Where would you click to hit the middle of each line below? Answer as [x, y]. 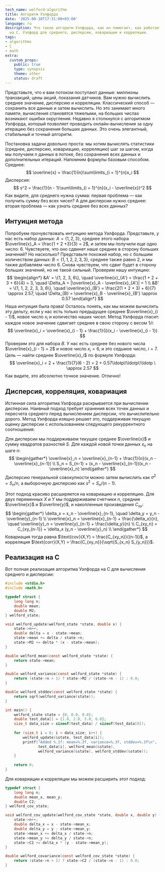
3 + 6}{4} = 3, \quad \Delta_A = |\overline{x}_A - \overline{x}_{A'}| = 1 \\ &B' [82, 283]
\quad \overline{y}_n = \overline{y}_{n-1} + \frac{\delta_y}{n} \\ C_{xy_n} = [82, 524]
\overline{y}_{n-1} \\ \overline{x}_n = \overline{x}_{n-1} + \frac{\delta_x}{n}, [82, 518]
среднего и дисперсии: [29, 575]
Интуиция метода [34, 221]
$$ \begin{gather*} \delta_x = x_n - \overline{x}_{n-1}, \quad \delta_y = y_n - [82, 513]
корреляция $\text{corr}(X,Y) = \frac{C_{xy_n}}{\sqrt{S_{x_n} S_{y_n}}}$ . [80, 542]
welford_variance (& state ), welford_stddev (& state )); [93, 751]
